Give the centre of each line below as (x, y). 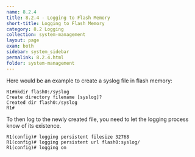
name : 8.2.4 (21, 12)
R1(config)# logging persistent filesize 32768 (68, 137)
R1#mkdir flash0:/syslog (38, 92)
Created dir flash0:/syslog (42, 102)
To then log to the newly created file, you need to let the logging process (97, 119)
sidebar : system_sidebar (38, 52)
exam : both (20, 46)
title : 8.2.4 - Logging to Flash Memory (58, 18)
